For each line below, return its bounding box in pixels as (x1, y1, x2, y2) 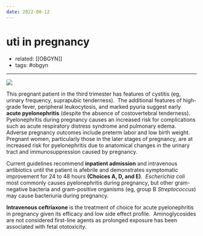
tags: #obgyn (14, 61, 48, 68)
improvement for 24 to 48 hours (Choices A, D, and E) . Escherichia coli (6, 172, 185, 180)
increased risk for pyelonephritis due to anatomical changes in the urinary (6, 142, 190, 149)
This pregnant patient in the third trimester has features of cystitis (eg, (6, 90, 181, 97)
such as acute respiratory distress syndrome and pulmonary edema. (6, 122, 176, 129)
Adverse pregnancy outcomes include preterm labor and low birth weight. (6, 128, 190, 136)
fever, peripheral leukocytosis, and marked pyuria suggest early (22, 103, 181, 110)
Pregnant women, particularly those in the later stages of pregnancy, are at (6, 135, 193, 142)
